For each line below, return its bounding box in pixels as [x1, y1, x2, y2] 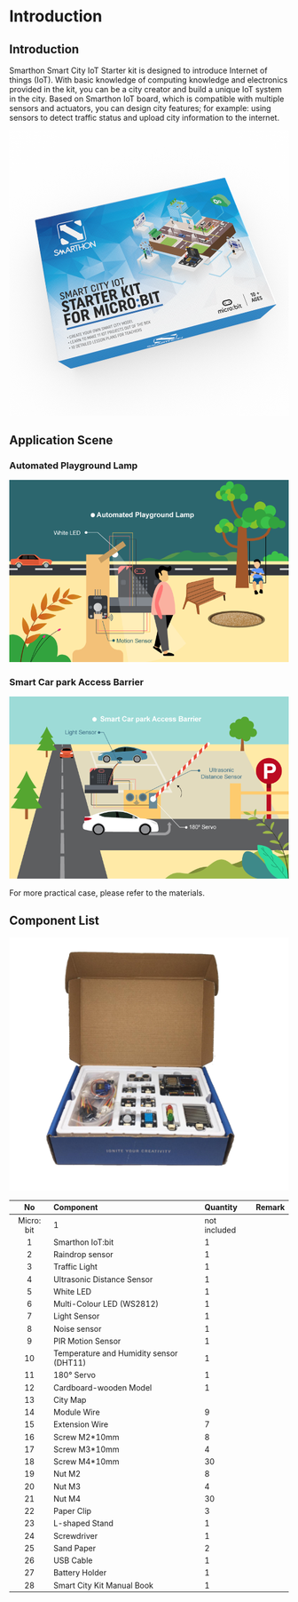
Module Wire [52, 1407, 100, 1417]
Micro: [17, 1215, 42, 1225]
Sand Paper [52, 1542, 96, 1553]
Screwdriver [52, 1530, 98, 1541]
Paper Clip [52, 1506, 91, 1516]
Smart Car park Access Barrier [9, 675, 145, 688]
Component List [9, 913, 100, 929]
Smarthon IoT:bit [52, 1237, 114, 1247]
